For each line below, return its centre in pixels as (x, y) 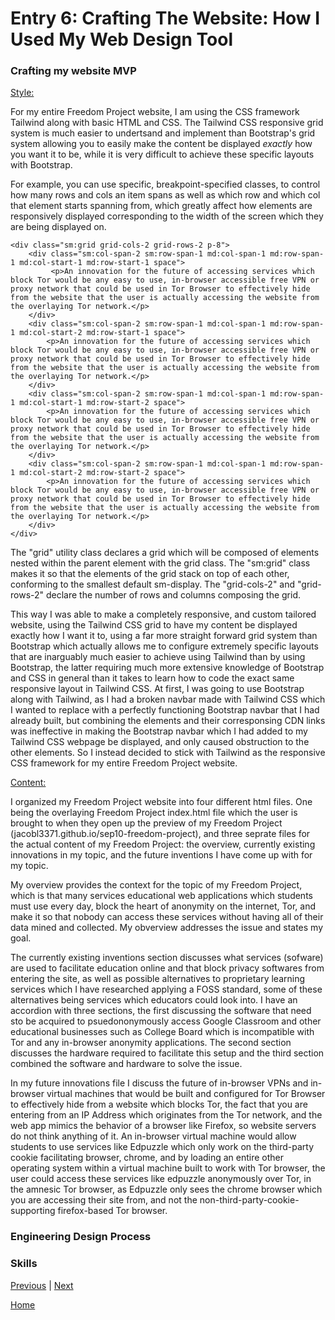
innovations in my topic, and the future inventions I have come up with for (161, 855)
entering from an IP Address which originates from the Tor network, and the (166, 1115)
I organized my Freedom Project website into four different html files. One (161, 802)
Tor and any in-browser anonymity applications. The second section (151, 1043)
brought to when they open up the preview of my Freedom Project (146, 823)
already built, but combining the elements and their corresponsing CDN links (168, 721)
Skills (24, 1264)
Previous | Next (42, 1285)
